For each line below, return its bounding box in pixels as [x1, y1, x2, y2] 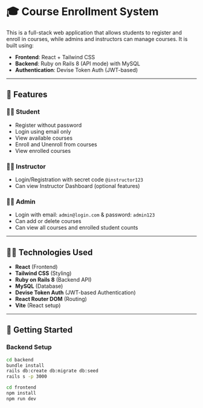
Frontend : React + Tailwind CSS [14, 53, 95, 60]
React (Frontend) [14, 264, 58, 271]
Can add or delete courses [14, 218, 82, 225]
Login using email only [14, 128, 71, 135]
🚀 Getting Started [6, 325, 73, 335]
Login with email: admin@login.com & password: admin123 [14, 211, 155, 218]
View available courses [14, 134, 73, 141]
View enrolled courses [14, 147, 71, 154]
